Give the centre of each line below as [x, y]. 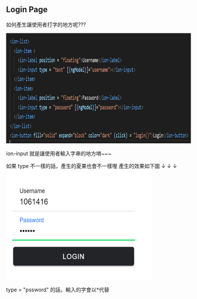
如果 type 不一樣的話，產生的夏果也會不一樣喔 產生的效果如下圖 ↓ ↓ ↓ [92, 166]
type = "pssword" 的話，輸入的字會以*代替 [58, 290]
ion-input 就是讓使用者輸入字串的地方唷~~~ [59, 153]
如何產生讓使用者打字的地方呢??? [46, 24]
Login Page [27, 10]
